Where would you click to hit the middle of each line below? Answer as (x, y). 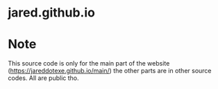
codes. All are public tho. (43, 78)
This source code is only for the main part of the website (89, 63)
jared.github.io (52, 13)
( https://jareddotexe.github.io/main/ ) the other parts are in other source (110, 71)
